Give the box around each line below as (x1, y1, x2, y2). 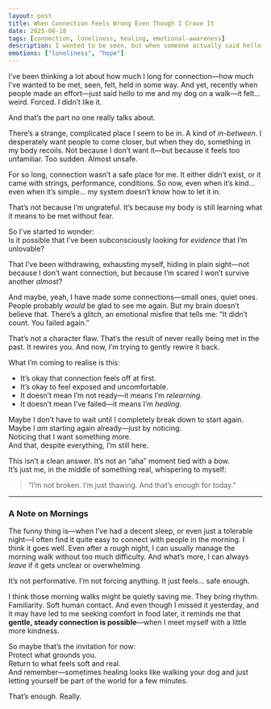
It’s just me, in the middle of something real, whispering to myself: (8, 465, 227, 474)
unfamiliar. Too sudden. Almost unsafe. (8, 154, 139, 164)
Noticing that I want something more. (8, 432, 131, 441)
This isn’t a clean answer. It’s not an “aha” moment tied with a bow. (8, 457, 230, 465)
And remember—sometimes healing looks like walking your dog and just (8, 667, 248, 678)
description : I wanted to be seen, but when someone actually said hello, (8, 42, 265, 50)
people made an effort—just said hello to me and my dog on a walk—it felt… (8, 89, 261, 98)
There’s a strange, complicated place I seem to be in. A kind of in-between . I (8, 128, 262, 138)
